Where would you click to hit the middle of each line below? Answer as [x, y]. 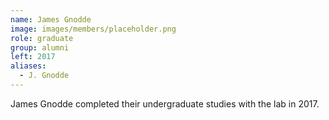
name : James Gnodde [51, 19]
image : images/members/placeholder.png [93, 29]
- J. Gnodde [44, 76]
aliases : [28, 66]
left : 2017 [33, 57]
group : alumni [40, 47]
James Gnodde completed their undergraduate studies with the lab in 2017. [165, 103]
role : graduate [42, 38]
